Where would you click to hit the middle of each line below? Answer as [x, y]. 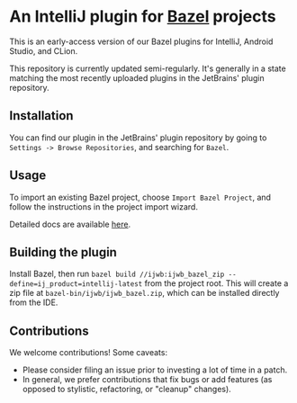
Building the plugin [63, 252]
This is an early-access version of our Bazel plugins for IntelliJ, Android [141, 41]
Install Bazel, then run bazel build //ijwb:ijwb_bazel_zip [117, 274]
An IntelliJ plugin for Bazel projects [143, 17]
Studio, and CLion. [44, 50]
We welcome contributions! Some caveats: [89, 353]
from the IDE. [34, 302]
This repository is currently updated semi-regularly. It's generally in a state [148, 68]
